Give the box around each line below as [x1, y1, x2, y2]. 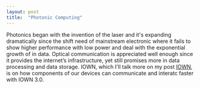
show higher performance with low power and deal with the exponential [6, 43, 186, 51]
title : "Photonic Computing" [6, 14, 83, 20]
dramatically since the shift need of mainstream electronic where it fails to [6, 37, 191, 45]
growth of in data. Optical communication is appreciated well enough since [6, 50, 193, 57]
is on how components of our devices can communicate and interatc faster [6, 69, 194, 77]
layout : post [6, 8, 39, 15]
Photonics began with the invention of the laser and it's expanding [6, 31, 172, 38]
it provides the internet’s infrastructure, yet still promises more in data [6, 57, 180, 64]
